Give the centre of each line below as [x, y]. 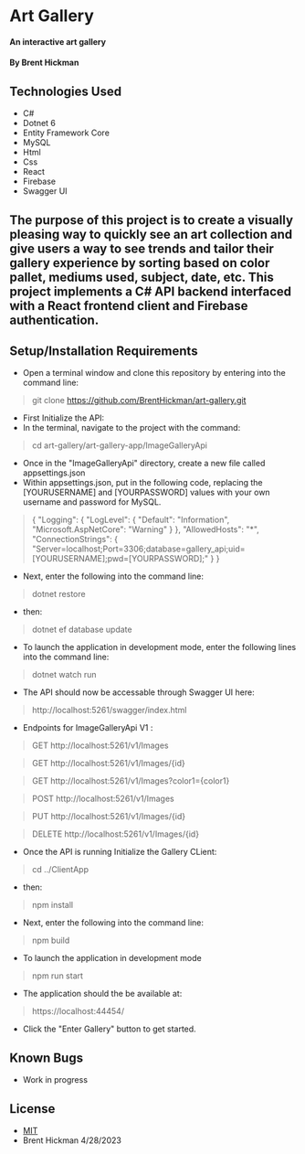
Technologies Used [65, 91]
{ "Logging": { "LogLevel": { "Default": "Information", [131, 520]
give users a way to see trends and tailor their [142, 248]
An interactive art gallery [58, 41]
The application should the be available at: [102, 994]
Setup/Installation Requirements [104, 351]
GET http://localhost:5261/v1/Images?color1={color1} [131, 781]
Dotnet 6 [39, 123]
